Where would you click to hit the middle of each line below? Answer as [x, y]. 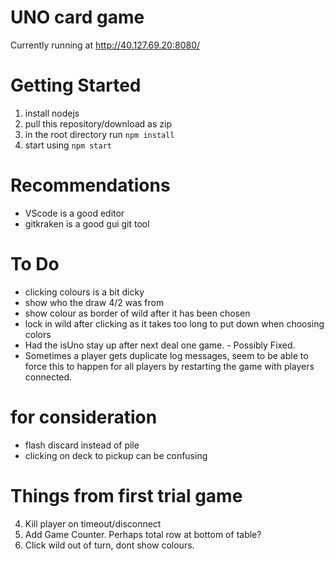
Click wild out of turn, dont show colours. [109, 545]
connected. [48, 377]
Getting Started [76, 85]
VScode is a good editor [74, 213]
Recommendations [90, 185]
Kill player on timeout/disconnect [93, 523]
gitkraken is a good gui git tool [87, 223]
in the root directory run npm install [99, 134]
